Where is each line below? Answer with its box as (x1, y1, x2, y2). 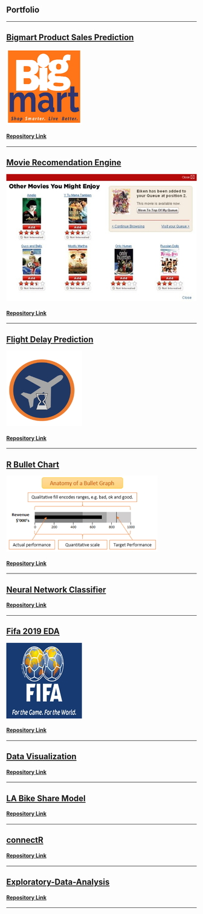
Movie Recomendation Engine (6, 157, 121, 168)
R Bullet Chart (6, 459, 59, 469)
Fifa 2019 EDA (6, 626, 60, 637)
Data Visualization (6, 751, 77, 762)
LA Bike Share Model (6, 793, 86, 803)
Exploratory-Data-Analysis (6, 876, 110, 887)
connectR (6, 835, 43, 846)
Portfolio (6, 5, 40, 15)
